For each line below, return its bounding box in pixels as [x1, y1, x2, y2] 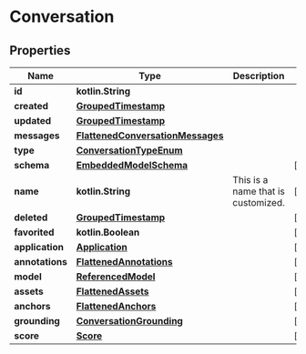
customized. [231, 197, 285, 208]
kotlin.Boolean [76, 226, 140, 238]
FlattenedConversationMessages [76, 129, 224, 142]
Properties [9, 43, 71, 58]
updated [14, 115, 52, 126]
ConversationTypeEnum [76, 144, 184, 157]
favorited [14, 226, 55, 238]
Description [232, 70, 285, 82]
